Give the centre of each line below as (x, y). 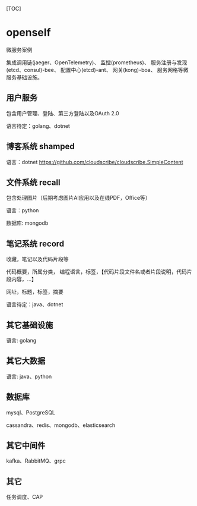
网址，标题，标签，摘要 (35, 292)
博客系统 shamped (41, 147)
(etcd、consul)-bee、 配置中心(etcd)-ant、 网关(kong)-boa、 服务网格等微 (97, 70)
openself (29, 33)
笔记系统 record (35, 243)
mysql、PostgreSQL (31, 412)
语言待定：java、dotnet (35, 304)
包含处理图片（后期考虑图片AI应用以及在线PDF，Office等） (78, 198)
